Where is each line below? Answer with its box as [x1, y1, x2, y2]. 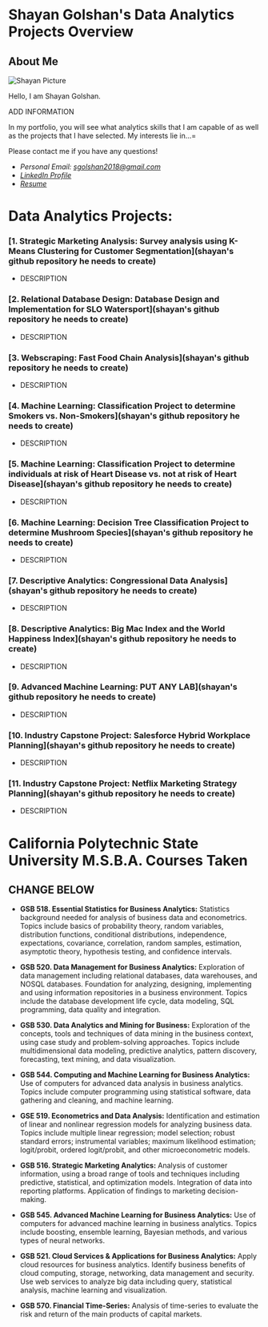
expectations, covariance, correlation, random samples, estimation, [19, 938, 242, 948]
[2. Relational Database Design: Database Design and [8, 294, 220, 305]
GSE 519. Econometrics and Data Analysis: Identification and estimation [19, 1111, 260, 1121]
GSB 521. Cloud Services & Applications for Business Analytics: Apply [19, 1252, 258, 1261]
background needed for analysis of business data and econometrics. [19, 913, 247, 922]
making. [19, 1195, 46, 1204]
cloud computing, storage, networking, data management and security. [19, 1269, 254, 1278]
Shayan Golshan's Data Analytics [8, 6, 234, 24]
